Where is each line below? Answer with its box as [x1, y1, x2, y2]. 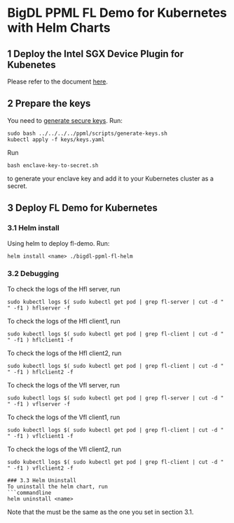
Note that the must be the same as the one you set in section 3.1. [7, 508, 194, 516]
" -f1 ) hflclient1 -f [7, 336, 74, 343]
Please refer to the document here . [7, 77, 109, 86]
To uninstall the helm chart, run [7, 483, 109, 490]
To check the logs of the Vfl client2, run [7, 444, 121, 454]
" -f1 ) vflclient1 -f [7, 432, 74, 439]
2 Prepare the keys [7, 98, 91, 110]
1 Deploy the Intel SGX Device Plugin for [7, 48, 184, 60]
